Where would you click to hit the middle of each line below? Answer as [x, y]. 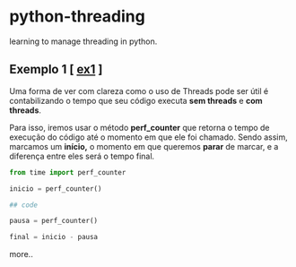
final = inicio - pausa [54, 237]
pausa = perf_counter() [54, 221]
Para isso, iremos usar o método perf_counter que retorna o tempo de [140, 127]
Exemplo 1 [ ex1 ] [56, 69]
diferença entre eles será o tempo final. [82, 156]
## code [24, 205]
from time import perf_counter [68, 172]
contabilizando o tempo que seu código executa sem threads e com [136, 100]
